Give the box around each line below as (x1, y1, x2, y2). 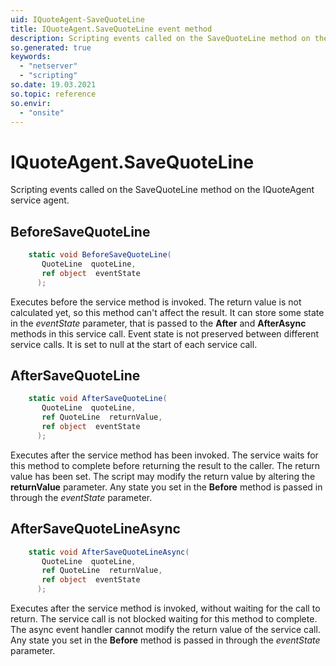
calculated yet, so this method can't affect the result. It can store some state (10, 306, 325, 318)
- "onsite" (19, 107, 65, 118)
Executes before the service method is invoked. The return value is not (10, 296, 302, 308)
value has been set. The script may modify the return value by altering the (10, 470, 316, 482)
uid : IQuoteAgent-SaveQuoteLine (10, 14, 145, 25)
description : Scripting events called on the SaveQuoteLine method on (10, 33, 311, 43)
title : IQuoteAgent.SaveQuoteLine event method (10, 24, 213, 34)
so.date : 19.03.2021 (10, 80, 97, 90)
